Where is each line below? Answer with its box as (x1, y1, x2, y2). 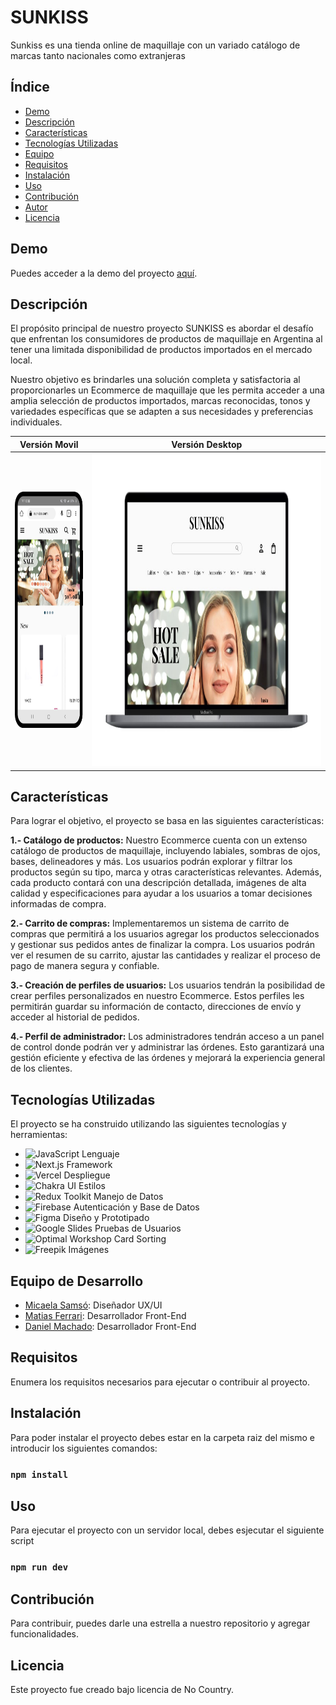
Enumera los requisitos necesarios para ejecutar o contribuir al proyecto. (10, 1376, 311, 1388)
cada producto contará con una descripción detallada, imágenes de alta (10, 877, 307, 889)
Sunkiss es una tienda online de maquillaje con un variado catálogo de (10, 39, 301, 51)
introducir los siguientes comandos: (10, 1442, 158, 1454)
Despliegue (63, 1169, 111, 1181)
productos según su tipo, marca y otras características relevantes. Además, (10, 866, 323, 878)
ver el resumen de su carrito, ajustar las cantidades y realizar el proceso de (10, 949, 321, 961)
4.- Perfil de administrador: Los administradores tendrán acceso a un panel (10, 1031, 325, 1043)
